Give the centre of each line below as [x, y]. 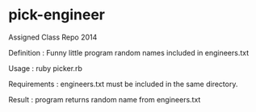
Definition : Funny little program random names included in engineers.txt [129, 52]
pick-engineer [57, 15]
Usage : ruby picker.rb [45, 68]
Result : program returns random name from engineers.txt [105, 99]
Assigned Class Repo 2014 [53, 37]
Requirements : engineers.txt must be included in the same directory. [123, 84]
